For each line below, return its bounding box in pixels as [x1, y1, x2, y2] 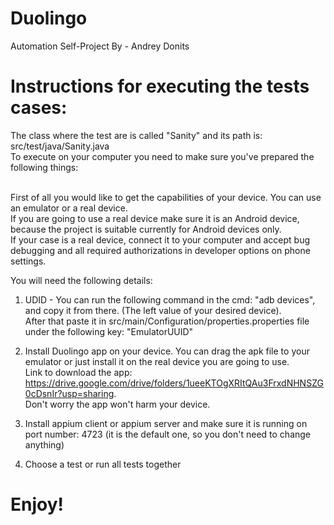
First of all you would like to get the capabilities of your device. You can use [10, 191, 322, 203]
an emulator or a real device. [10, 202, 128, 214]
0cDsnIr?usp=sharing [24, 387, 115, 399]
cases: [10, 97, 68, 119]
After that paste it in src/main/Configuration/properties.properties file [24, 315, 310, 327]
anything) [24, 438, 65, 451]
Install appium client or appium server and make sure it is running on [24, 417, 308, 429]
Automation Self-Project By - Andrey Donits [10, 40, 190, 52]
